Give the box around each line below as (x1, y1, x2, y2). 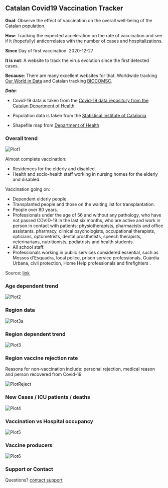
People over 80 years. (12, 206, 59, 213)
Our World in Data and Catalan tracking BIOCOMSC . (5, 78, 113, 84)
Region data (5, 307, 35, 314)
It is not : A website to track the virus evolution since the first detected (5, 57, 149, 63)
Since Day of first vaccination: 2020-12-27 (5, 47, 94, 53)
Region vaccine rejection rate (5, 355, 78, 362)
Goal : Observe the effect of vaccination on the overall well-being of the (5, 17, 152, 23)
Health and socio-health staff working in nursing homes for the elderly (12, 171, 158, 177)
